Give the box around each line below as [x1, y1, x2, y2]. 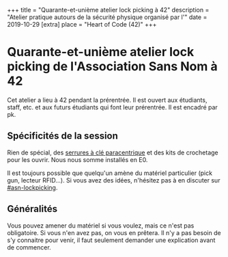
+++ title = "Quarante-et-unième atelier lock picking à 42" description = [7, 6, 210, 14]
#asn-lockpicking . [7, 183, 58, 191]
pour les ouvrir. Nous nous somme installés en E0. [7, 155, 148, 163]
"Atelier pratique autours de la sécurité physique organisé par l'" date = [7, 13, 208, 21]
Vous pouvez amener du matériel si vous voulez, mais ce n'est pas [7, 221, 195, 230]
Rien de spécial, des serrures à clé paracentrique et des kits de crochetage [7, 148, 218, 157]
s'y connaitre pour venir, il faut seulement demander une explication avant [7, 236, 216, 244]
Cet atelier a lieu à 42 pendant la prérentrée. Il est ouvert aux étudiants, [7, 96, 208, 104]
